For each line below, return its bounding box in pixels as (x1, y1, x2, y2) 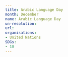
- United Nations (5, 35, 41, 40)
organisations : (5, 30, 37, 35)
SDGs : (5, 40, 16, 45)
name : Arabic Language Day (5, 16, 61, 21)
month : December (5, 12, 39, 17)
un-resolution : (5, 21, 37, 26)
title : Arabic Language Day (5, 7, 64, 12)
